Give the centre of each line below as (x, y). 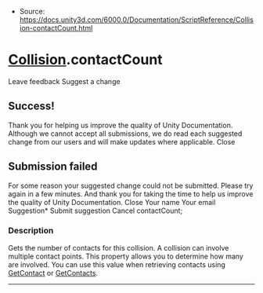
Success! (31, 106)
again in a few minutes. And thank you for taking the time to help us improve (131, 194)
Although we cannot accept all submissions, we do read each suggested (125, 134)
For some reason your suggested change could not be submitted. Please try (131, 185)
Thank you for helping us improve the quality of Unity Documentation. (121, 125)
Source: (32, 11)
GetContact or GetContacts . (53, 273)
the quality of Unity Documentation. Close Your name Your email (112, 202)
